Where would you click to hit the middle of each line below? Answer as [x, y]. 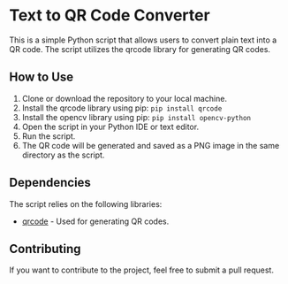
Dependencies [50, 183]
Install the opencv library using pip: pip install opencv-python [136, 117]
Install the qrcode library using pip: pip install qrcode [122, 108]
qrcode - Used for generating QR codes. [95, 221]
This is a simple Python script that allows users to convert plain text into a [143, 40]
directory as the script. [63, 155]
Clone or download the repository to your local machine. [125, 98]
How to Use [42, 77]
